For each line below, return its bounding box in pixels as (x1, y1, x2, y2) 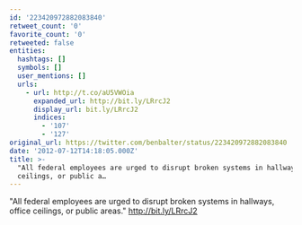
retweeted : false (9, 38, 75, 48)
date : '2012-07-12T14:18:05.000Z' (9, 146, 139, 155)
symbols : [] (17, 64, 63, 73)
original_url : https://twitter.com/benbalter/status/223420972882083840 (9, 138, 288, 147)
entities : (9, 47, 47, 56)
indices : (32, 113, 67, 122)
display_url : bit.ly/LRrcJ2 (32, 105, 139, 114)
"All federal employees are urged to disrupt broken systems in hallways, (9, 196, 275, 207)
